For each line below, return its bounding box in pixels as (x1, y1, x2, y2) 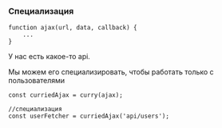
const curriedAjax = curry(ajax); (8, 91, 124, 99)
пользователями (8, 76, 65, 86)
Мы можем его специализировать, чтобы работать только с (8, 67, 214, 77)
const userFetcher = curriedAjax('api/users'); (8, 112, 170, 121)
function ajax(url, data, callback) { (8, 24, 137, 32)
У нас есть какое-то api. (8, 52, 90, 62)
